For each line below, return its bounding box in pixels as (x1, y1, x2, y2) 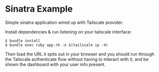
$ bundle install (5, 38, 41, 43)
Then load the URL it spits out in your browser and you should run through (5, 51, 155, 57)
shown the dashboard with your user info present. (5, 61, 106, 67)
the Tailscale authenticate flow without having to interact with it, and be (5, 56, 149, 62)
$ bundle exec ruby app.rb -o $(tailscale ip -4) (5, 42, 109, 47)
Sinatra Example (5, 3, 73, 15)
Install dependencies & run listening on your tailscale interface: (5, 29, 132, 35)
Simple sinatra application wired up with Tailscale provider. (5, 19, 124, 25)
